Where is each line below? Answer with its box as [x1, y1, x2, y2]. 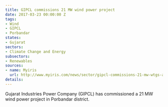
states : [5, 35, 21, 40]
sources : [5, 63, 23, 68]
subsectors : [5, 53, 30, 59]
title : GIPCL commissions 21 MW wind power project [5, 7, 115, 12]
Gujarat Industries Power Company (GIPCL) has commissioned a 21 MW [5, 90, 153, 96]
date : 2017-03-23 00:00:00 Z [5, 12, 66, 17]
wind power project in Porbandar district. [5, 96, 90, 102]
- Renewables [5, 58, 32, 63]
